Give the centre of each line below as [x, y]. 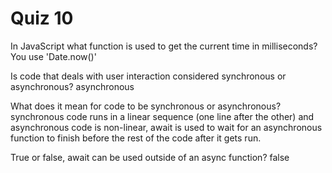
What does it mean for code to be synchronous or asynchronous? [146, 106]
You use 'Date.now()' [53, 56]
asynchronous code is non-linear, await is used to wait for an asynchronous [166, 127]
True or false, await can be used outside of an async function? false [150, 157]
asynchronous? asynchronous [72, 86]
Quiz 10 [42, 18]
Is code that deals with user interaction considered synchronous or [148, 76]
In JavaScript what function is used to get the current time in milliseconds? [164, 46]
